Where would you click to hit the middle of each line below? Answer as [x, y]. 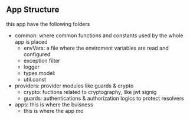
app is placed [31, 41]
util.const [35, 79]
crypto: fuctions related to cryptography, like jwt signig [90, 92]
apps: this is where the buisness [54, 104]
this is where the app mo [53, 111]
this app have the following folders [48, 24]
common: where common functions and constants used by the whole [99, 35]
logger [31, 67]
